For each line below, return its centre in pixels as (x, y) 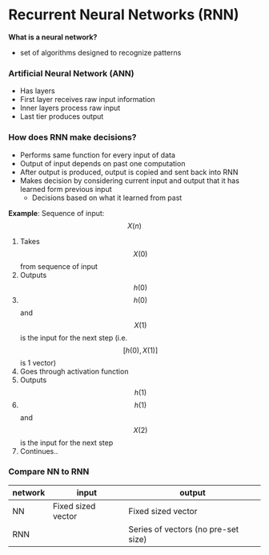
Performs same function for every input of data (98, 155)
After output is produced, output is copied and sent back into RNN (129, 172)
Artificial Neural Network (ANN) (71, 73)
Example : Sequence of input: (56, 213)
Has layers (37, 91)
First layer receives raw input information (88, 100)
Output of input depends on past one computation (102, 163)
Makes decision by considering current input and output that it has (130, 180)
